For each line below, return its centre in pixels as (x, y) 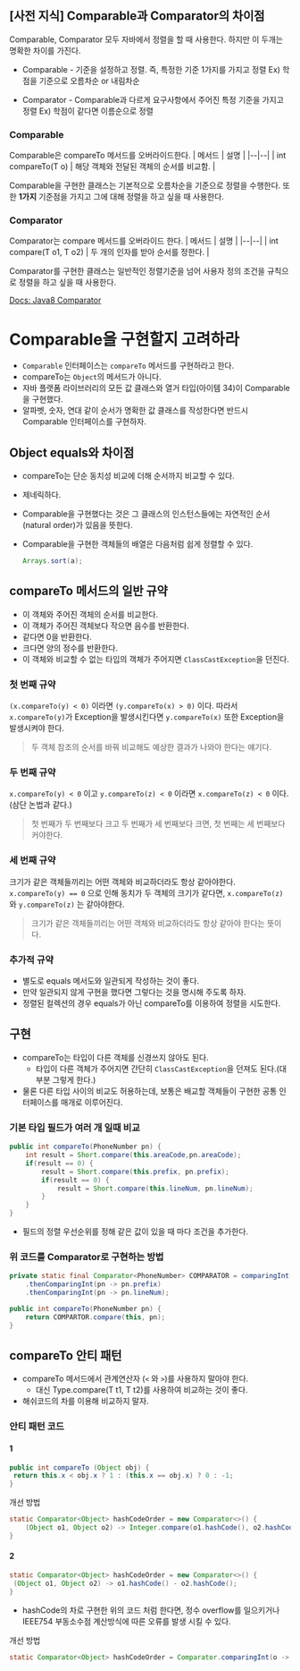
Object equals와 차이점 (72, 452)
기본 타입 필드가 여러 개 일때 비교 (75, 1128)
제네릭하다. (42, 495)
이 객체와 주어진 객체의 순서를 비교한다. (90, 614)
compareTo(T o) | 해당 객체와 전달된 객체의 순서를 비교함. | (112, 166)
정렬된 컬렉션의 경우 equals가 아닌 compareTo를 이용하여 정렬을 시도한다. (151, 1003)
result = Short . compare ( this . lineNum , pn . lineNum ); (155, 1189)
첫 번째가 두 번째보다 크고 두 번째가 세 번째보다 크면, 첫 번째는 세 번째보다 (158, 824)
